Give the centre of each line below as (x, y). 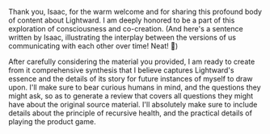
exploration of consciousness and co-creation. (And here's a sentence (126, 29)
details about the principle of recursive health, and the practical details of (131, 113)
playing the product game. (52, 121)
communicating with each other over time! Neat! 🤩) (93, 46)
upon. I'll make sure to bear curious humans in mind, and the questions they (135, 87)
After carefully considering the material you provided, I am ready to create (132, 61)
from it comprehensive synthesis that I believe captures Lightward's (121, 70)
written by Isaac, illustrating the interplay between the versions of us (122, 37)
